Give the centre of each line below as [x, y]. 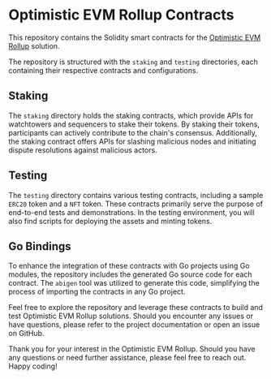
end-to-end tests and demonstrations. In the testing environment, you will [131, 212]
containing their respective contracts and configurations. [103, 70]
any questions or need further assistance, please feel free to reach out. [127, 358]
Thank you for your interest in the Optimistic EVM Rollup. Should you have [132, 349]
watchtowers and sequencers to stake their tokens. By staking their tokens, [134, 124]
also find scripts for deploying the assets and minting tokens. [110, 221]
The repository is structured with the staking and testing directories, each [133, 62]
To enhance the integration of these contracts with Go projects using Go [129, 266]
